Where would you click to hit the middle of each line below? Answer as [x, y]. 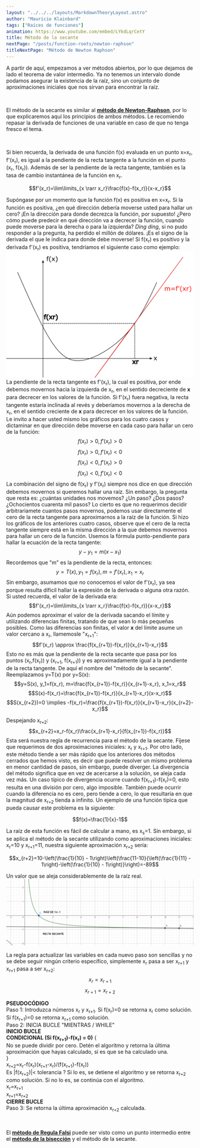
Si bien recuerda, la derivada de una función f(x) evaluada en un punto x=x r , [99, 153]
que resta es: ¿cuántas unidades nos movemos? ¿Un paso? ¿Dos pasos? [95, 498]
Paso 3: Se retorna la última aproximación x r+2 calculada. [76, 1109]
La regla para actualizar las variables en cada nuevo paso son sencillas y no [99, 955]
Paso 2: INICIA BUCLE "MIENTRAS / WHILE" [60, 1025]
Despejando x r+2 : [27, 721]
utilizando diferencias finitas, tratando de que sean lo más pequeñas [90, 621]
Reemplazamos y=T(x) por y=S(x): [48, 674]
